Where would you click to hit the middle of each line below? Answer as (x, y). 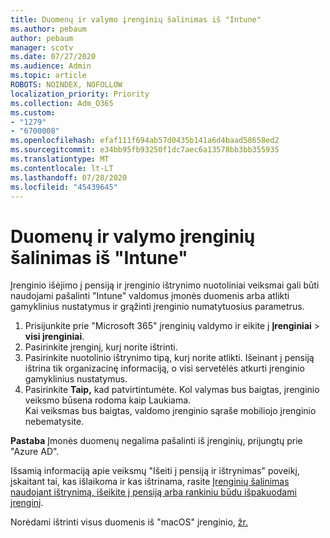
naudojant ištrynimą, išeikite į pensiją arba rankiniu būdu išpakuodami (153, 492)
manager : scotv (42, 47)
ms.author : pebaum (48, 29)
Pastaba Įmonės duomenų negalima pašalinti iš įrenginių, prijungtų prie (156, 441)
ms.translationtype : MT (60, 159)
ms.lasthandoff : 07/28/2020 (69, 177)
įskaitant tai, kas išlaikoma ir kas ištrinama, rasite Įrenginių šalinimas (150, 482)
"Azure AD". (35, 452)
